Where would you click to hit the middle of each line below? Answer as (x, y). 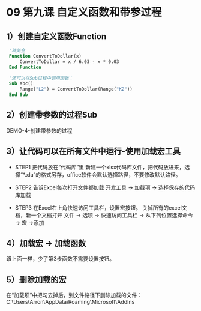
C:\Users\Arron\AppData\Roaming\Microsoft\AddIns (70, 302)
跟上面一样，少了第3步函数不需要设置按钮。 (61, 259)
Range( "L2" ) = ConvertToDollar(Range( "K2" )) (76, 89)
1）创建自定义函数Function (56, 36)
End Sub (18, 95)
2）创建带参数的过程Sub (52, 115)
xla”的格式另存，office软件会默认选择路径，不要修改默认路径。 (103, 174)
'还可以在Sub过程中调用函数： (41, 78)
